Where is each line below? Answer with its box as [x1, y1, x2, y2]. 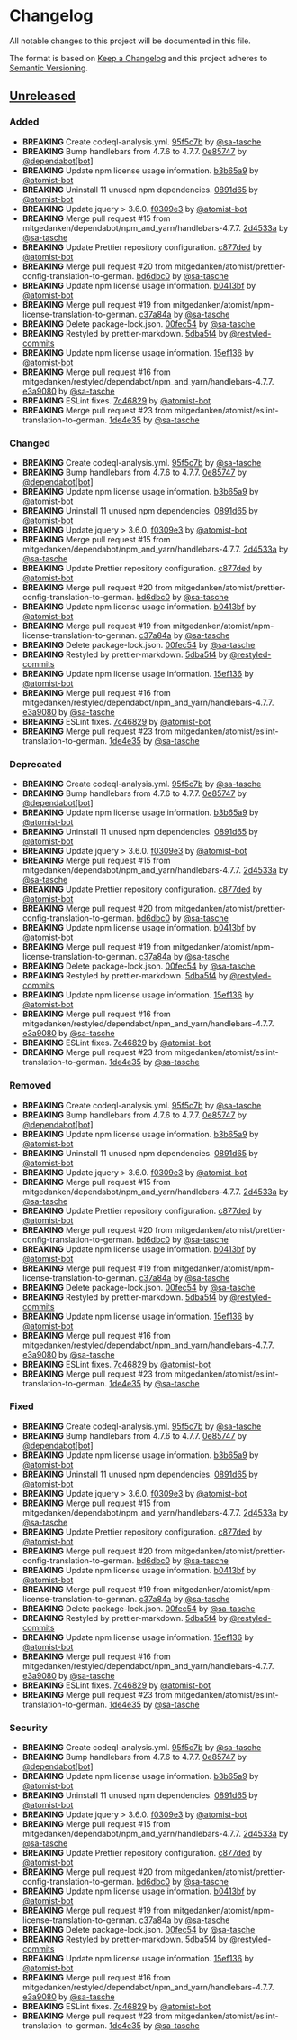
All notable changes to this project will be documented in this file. [9, 35, 252, 46]
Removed [9, 1080, 52, 1092]
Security [9, 1721, 48, 1734]
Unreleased [9, 88, 76, 104]
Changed [9, 437, 51, 450]
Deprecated [9, 757, 63, 770]
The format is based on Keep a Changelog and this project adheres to [9, 52, 268, 63]
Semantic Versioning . [9, 62, 88, 73]
